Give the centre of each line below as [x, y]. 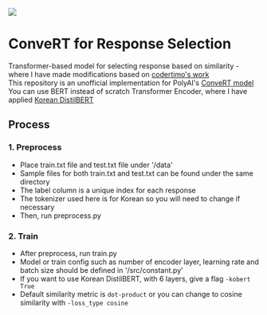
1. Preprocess [35, 147]
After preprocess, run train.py [68, 253]
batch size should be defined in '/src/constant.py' [101, 270]
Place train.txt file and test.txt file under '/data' [96, 165]
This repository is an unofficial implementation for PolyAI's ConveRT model [131, 83]
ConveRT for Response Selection [120, 44]
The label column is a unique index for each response [108, 190]
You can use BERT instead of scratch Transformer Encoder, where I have [128, 91]
